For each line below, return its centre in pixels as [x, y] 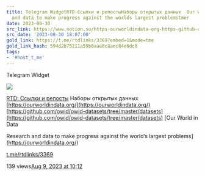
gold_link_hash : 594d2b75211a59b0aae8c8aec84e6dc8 [72, 46]
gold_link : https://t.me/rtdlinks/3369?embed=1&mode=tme [80, 40]
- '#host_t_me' [26, 57]
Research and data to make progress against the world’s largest [86, 136]
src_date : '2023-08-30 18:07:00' [49, 35]
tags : [13, 52]
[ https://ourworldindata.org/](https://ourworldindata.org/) [78, 105]
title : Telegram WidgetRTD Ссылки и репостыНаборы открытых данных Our [101, 12]
